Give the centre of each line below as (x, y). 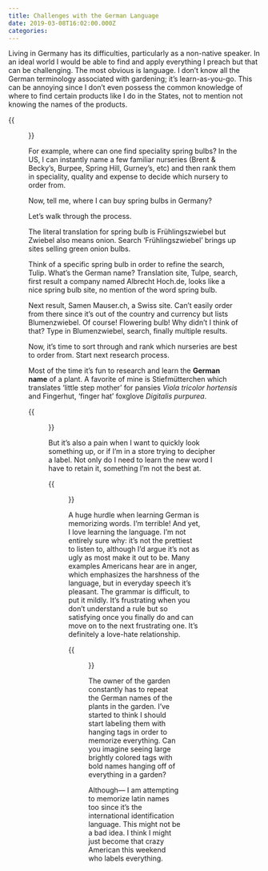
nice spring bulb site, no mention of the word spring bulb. (123, 290)
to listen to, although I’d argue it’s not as (134, 549)
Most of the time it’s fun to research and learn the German (124, 371)
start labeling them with (127, 723)
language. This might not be (134, 824)
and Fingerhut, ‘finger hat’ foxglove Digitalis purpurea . (118, 396)
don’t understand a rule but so (118, 609)
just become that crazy (126, 841)
